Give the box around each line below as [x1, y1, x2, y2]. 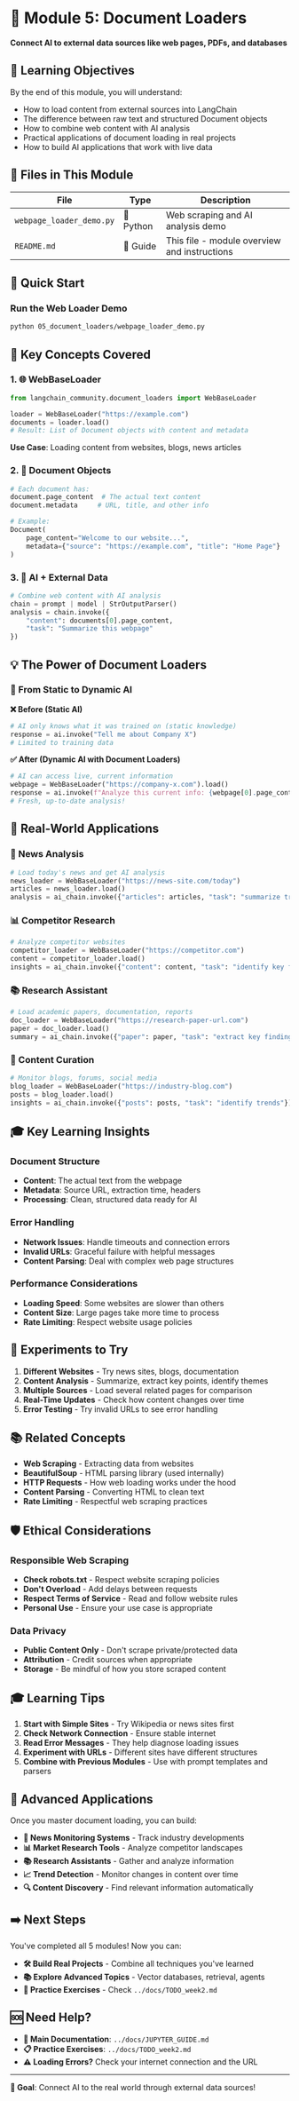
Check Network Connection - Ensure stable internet [22, 1728, 216, 1739]
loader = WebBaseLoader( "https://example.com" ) [10, 409, 190, 418]
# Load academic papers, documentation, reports [10, 1008, 193, 1017]
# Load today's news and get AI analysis [10, 868, 166, 877]
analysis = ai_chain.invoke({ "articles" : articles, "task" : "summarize [10, 892, 280, 902]
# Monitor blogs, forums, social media [10, 1074, 158, 1082]
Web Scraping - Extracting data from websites [22, 1458, 194, 1469]
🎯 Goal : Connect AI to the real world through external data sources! [10, 2081, 256, 2092]
